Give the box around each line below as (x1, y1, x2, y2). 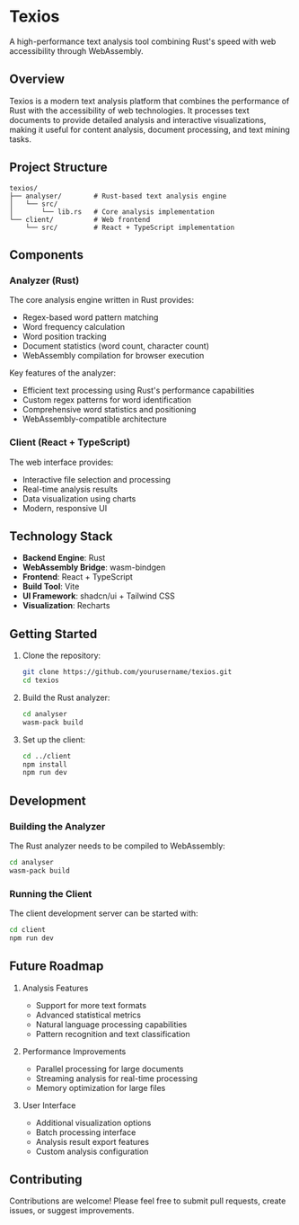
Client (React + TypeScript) (9, 436, 131, 448)
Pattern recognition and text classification (35, 1028, 190, 1039)
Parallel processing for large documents (35, 1063, 184, 1074)
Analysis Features (22, 982, 89, 993)
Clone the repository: (22, 650, 101, 661)
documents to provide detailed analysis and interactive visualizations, (9, 114, 267, 125)
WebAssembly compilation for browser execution (22, 351, 205, 361)
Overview (9, 72, 66, 87)
